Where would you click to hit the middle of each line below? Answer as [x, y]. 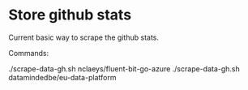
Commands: [29, 53]
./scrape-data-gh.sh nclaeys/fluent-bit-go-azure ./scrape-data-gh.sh [124, 69]
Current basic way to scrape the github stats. [84, 37]
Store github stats [70, 15]
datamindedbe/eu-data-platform [62, 77]
